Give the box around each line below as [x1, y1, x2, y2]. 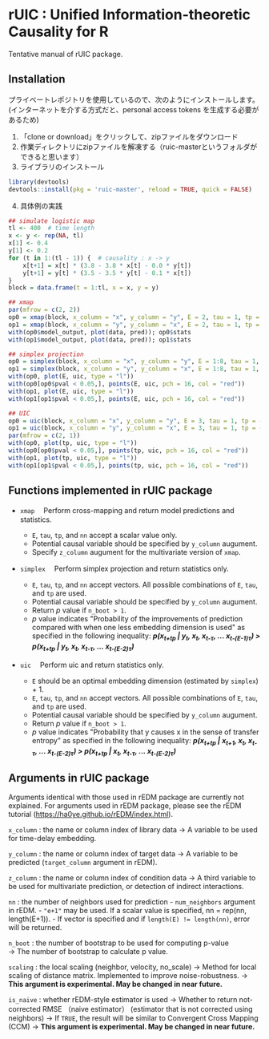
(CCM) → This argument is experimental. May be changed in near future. [8, 1022, 255, 1032]
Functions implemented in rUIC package [8, 483, 213, 498]
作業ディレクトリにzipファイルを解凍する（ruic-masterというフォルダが [19, 142, 258, 152]
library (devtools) [8, 178, 70, 186]
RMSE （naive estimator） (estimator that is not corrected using [42, 1005, 254, 1014]
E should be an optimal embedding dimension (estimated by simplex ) [31, 676, 259, 686]
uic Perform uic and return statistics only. [19, 660, 164, 670]
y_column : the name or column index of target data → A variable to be [8, 849, 239, 859]
